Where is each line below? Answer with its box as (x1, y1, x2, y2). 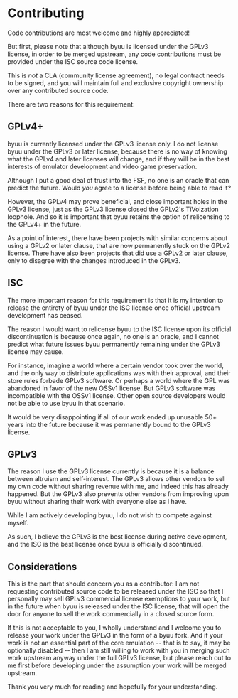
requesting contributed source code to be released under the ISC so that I (7, 587, 224, 596)
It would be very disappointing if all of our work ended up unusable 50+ (7, 412, 217, 421)
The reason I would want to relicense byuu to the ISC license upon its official (7, 325, 232, 333)
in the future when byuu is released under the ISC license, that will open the (7, 602, 229, 611)
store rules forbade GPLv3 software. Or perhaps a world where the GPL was (7, 376, 231, 385)
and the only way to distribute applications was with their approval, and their (7, 368, 231, 377)
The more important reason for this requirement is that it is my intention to (7, 296, 224, 304)
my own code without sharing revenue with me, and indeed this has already (7, 482, 229, 491)
